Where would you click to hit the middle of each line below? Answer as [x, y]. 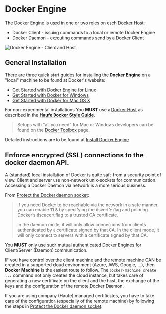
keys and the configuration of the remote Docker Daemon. [65, 286]
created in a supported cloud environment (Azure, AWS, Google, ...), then [80, 265]
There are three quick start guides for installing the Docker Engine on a [78, 75]
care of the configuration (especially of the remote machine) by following [80, 301]
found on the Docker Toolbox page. [54, 130]
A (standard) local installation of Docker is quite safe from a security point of [83, 175]
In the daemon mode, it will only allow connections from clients [82, 224]
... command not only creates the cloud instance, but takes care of [74, 275]
